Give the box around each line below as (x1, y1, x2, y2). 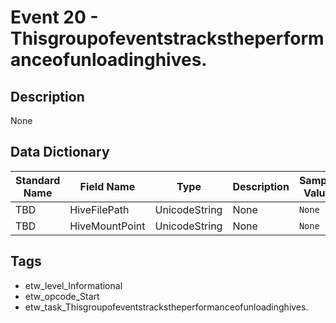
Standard (15, 173, 61, 187)
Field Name (79, 179, 136, 193)
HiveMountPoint (69, 219, 146, 233)
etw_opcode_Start (24, 290, 100, 302)
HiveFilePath (69, 202, 130, 216)
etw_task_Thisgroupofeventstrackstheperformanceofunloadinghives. (24, 301, 309, 313)
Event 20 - (10, 6, 99, 29)
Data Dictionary (10, 144, 110, 161)
